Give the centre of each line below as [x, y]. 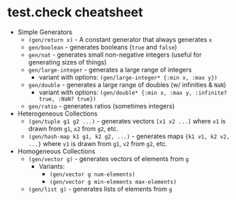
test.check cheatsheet [75, 12]
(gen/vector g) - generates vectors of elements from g [108, 159]
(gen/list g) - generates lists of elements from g [100, 189]
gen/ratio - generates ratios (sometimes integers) [101, 106]
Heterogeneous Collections [57, 113]
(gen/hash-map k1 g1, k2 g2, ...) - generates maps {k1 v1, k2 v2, [129, 136]
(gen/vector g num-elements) [92, 174]
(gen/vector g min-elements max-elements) [113, 182]
